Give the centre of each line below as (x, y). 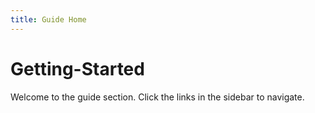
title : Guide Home (48, 19)
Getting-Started (77, 68)
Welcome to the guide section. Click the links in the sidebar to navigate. (157, 97)
